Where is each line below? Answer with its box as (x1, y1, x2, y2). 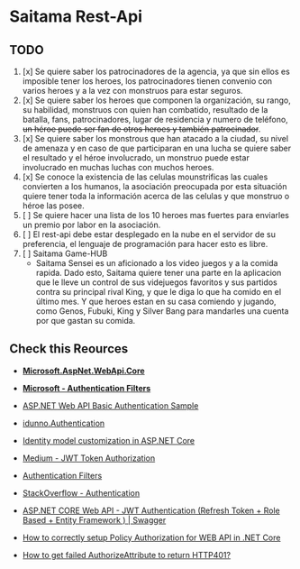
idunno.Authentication (22, 418, 105, 428)
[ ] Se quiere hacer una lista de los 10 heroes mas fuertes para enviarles (22, 210, 290, 220)
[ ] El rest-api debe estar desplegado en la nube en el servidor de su (22, 229, 277, 240)
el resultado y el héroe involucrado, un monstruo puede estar (22, 152, 250, 163)
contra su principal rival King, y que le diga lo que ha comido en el (35, 287, 282, 297)
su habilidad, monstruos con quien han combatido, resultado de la (22, 105, 268, 115)
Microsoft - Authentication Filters (22, 382, 151, 393)
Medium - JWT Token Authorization (22, 453, 156, 463)
